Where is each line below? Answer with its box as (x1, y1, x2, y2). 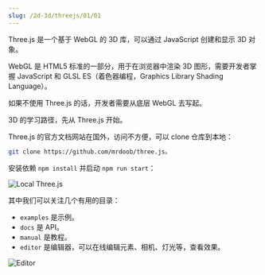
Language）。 (8, 81, 52, 91)
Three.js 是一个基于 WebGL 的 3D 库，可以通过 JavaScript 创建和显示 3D (8, 34, 247, 44)
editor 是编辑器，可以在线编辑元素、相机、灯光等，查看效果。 (19, 242, 225, 251)
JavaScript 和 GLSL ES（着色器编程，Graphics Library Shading (17, 71, 224, 80)
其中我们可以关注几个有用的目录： (8, 196, 120, 205)
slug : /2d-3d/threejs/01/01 (8, 11, 102, 20)
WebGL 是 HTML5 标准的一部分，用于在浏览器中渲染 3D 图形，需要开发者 (8, 61, 250, 71)
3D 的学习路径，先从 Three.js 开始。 (8, 114, 127, 124)
